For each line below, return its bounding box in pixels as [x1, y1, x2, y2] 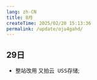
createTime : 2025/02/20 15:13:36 [6, 20, 92, 26]
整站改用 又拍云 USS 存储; [15, 67, 80, 75]
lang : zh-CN [6, 8, 37, 15]
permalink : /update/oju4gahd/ [6, 25, 84, 32]
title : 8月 [6, 15, 34, 21]
